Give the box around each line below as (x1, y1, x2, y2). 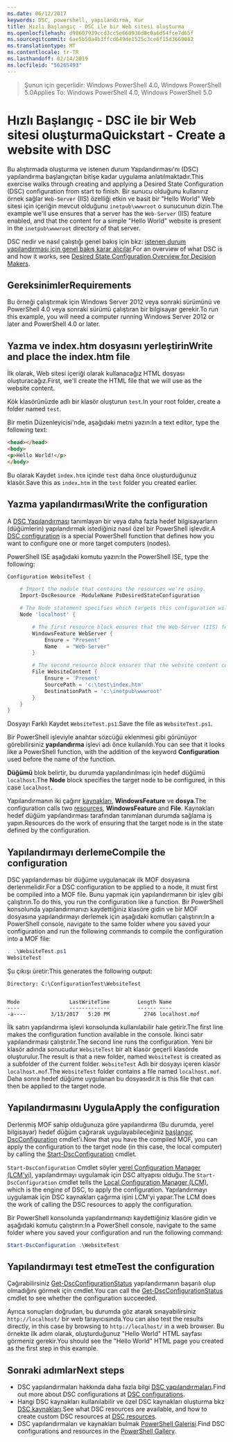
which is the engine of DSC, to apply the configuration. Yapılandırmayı (7, 1185, 207, 1194)
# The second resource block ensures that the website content (32, 662, 218, 669)
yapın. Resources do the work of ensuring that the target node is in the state (7, 819, 223, 827)
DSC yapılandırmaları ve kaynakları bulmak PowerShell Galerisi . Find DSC (17, 1420, 225, 1428)
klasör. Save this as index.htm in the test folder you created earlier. (7, 478, 198, 486)
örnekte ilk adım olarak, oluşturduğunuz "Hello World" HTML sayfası (7, 1330, 202, 1338)
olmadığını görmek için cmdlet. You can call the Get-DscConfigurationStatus (7, 1287, 223, 1295)
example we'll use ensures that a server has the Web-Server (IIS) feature (7, 209, 212, 217)
